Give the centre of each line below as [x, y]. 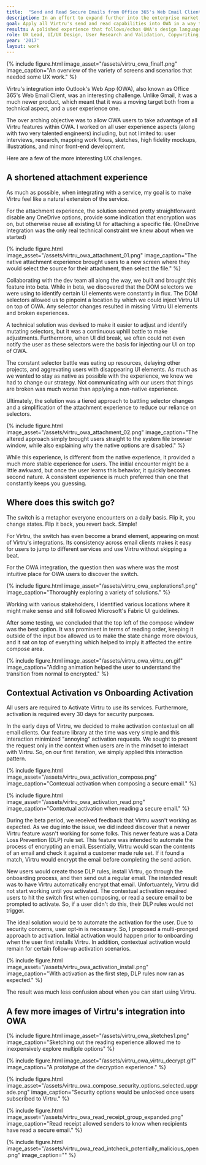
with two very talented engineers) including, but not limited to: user [91, 133]
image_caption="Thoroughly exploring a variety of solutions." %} [88, 592]
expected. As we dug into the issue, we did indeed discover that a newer [98, 827]
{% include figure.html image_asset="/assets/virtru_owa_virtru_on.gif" [95, 660]
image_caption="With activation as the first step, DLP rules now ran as [95, 973]
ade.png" [18, 1092]
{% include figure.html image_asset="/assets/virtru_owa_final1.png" [92, 64]
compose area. [25, 649]
